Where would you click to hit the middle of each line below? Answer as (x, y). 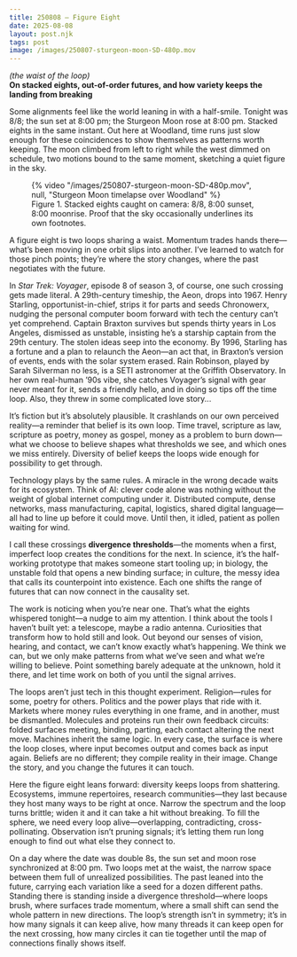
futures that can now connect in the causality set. (100, 592)
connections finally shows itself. (68, 943)
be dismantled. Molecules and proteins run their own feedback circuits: (139, 720)
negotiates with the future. (58, 269)
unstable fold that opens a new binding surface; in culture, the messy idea (145, 573)
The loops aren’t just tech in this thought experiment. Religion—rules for (141, 692)
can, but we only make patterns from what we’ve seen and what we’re (137, 656)
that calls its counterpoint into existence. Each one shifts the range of (136, 583)
